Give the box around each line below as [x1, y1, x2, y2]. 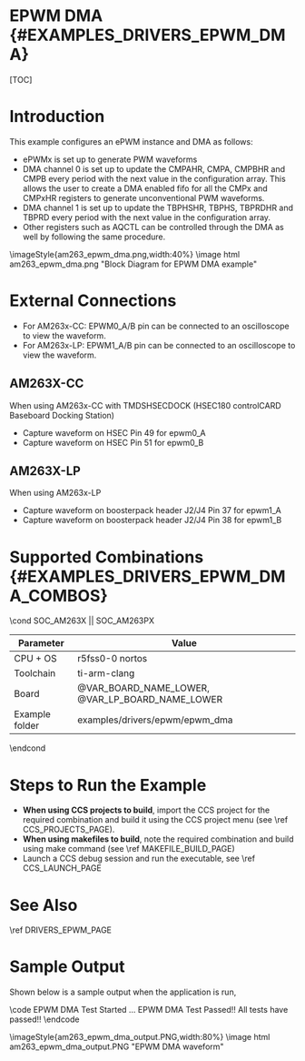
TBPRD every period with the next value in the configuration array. [22, 211, 271, 223]
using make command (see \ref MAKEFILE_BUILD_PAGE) [22, 844, 235, 854]
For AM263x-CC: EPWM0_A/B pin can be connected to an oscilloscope [22, 320, 290, 331]
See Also [9, 894, 78, 915]
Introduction [9, 106, 105, 127]
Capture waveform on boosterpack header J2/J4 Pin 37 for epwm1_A [22, 505, 281, 516]
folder [14, 720, 40, 733]
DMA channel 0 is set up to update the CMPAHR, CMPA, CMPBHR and [22, 163, 286, 174]
